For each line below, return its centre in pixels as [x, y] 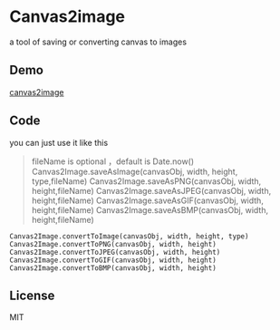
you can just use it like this [59, 142]
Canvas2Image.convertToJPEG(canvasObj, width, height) [115, 252]
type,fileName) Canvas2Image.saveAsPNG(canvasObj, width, [146, 181]
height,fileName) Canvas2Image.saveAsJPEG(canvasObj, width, [151, 190]
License [32, 295]
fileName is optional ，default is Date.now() [113, 161]
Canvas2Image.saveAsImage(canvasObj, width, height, [135, 171]
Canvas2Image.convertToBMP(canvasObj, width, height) [113, 268]
